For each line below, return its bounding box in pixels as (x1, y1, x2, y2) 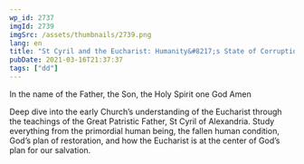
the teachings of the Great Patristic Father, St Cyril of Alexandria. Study (9, 115, 275, 127)
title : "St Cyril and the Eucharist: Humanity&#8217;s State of (9, 47, 257, 56)
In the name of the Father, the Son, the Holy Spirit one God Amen (9, 88, 252, 100)
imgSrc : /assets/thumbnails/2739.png (9, 30, 152, 39)
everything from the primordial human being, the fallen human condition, (9, 125, 280, 136)
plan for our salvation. (9, 144, 91, 155)
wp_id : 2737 (9, 13, 54, 23)
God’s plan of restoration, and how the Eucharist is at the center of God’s (9, 135, 280, 146)
